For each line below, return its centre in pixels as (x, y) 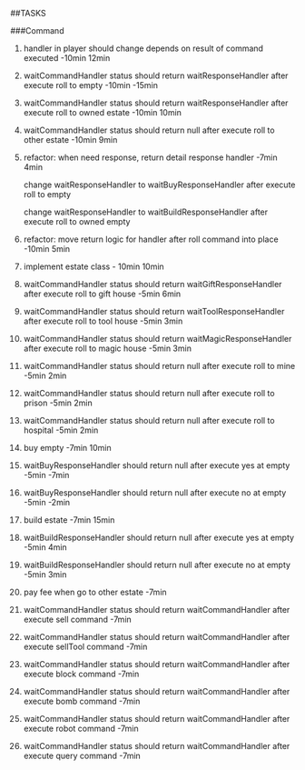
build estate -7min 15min (69, 520)
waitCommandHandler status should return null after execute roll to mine (159, 366)
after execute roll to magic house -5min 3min (107, 348)
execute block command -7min (81, 674)
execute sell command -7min (78, 619)
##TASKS (28, 13)
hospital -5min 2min (61, 430)
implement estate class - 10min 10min (93, 266)
